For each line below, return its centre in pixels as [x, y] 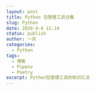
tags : [13, 56]
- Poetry [22, 72]
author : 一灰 [21, 39]
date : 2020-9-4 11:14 [33, 28]
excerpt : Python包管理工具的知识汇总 [48, 78]
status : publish [26, 34]
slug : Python [22, 22]
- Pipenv [22, 67]
